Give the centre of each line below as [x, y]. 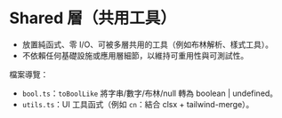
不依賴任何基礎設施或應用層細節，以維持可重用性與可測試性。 [135, 55]
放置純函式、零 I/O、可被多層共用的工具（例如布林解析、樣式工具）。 [148, 44]
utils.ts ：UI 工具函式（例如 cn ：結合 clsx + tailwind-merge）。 [138, 104]
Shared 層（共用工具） [93, 18]
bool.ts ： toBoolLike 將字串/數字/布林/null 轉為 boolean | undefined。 [150, 93]
